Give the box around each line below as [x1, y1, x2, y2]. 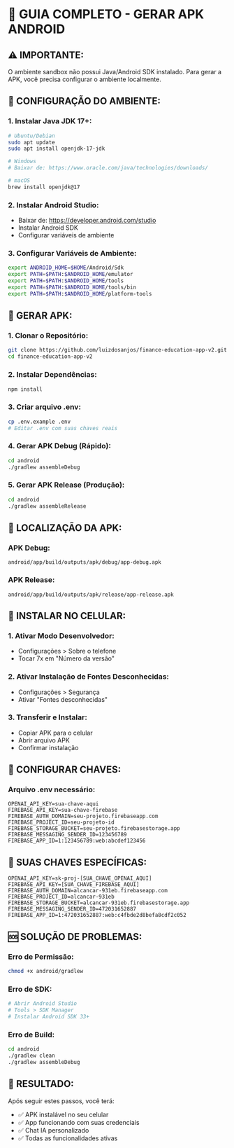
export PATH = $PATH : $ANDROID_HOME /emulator [8, 271, 133, 278]
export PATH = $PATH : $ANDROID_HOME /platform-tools [8, 290, 152, 297]
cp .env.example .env [8, 418, 71, 425]
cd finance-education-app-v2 [8, 353, 93, 360]
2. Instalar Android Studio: [8, 200, 99, 209]
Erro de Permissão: [8, 952, 74, 962]
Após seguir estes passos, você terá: [8, 1096, 115, 1105]
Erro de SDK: [8, 984, 52, 994]
